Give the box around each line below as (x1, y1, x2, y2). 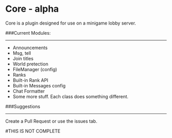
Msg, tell (12, 50, 31, 56)
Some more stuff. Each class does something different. (12, 93, 129, 100)
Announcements (12, 44, 48, 51)
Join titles (12, 55, 34, 61)
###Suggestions (5, 103, 40, 109)
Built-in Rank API (12, 77, 49, 83)
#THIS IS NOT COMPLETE (5, 128, 60, 134)
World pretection (12, 61, 49, 67)
